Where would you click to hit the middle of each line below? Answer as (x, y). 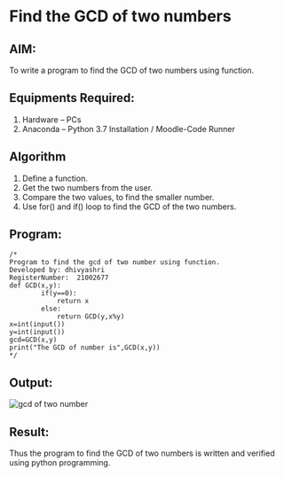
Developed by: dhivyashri (57, 270)
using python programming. (60, 463)
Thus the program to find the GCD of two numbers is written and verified (142, 453)
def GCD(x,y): (35, 285)
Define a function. (55, 178)
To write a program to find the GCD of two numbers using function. (132, 70)
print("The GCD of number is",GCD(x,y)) (85, 348)
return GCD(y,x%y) (91, 317)
